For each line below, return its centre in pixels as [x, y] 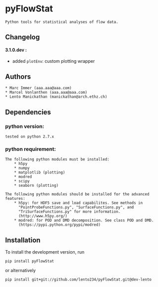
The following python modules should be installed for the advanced [77, 194]
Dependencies [28, 112]
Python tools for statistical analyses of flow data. [62, 22]
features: [15, 199]
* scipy [22, 181]
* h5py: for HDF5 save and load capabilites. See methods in [78, 203]
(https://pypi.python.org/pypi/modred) [59, 225]
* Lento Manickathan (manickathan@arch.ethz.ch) [56, 97]
